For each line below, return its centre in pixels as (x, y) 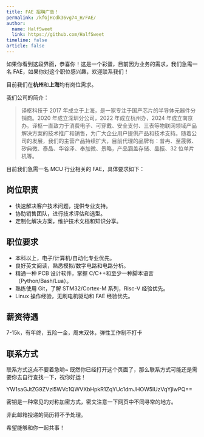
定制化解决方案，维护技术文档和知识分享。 (68, 221)
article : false (25, 46)
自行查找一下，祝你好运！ (54, 377)
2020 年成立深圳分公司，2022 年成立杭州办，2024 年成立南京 (115, 118)
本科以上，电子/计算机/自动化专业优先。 (65, 258)
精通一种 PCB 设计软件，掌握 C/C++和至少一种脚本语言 (84, 273)
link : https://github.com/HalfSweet (58, 35)
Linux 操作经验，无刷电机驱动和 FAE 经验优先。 (74, 296)
